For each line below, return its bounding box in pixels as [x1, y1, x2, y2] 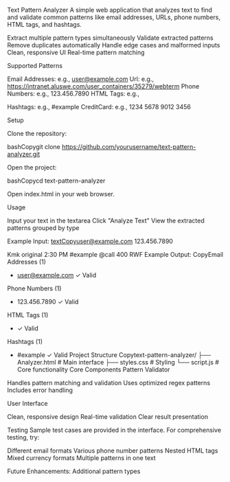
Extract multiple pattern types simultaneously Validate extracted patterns [7, 34, 214, 42]
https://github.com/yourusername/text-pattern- [61, 143, 196, 150]
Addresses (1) [7, 257, 47, 266]
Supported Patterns [7, 62, 63, 69]
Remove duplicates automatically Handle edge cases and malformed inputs [7, 41, 220, 49]
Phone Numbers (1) [7, 284, 62, 292]
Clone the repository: [7, 130, 67, 137]
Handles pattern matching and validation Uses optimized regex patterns [7, 379, 211, 387]
